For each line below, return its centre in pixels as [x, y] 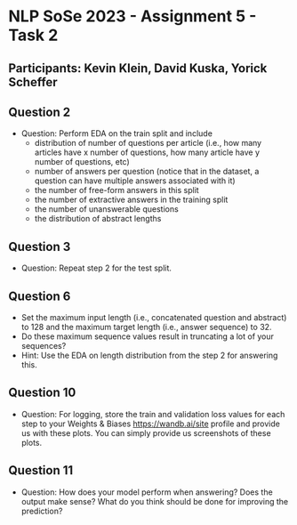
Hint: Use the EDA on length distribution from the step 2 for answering [149, 355]
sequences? [44, 346]
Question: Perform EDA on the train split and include [116, 133]
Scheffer [33, 82]
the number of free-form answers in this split [116, 190]
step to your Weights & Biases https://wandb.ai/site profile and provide [151, 424]
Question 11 [41, 470]
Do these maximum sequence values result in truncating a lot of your [148, 336]
